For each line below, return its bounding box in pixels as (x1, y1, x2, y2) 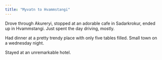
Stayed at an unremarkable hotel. (5, 49, 71, 55)
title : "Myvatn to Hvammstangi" (5, 7, 70, 12)
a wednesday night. (5, 40, 44, 46)
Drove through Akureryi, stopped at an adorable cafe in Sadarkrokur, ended (5, 20, 156, 26)
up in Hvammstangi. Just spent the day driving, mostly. (5, 25, 115, 31)
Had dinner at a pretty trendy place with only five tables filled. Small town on (5, 35, 157, 41)
